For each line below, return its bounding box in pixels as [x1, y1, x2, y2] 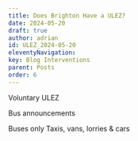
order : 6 [8, 71, 37, 79]
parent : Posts [8, 64, 56, 72]
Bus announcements [8, 108, 75, 118]
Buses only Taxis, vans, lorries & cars [8, 123, 130, 133]
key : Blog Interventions [8, 57, 90, 65]
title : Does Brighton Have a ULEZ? [8, 11, 126, 20]
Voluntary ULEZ [8, 92, 59, 102]
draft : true [8, 26, 48, 34]
